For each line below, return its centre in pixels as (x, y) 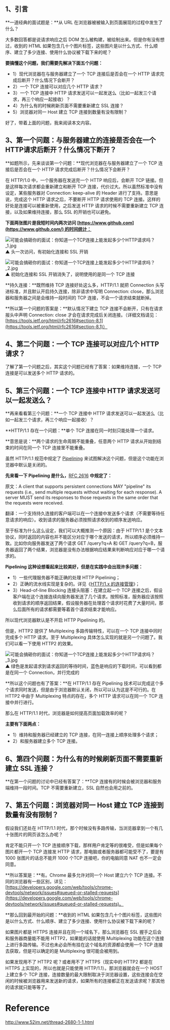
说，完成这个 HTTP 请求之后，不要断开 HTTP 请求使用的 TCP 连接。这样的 (83, 199)
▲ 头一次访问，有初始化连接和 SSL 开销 (47, 252)
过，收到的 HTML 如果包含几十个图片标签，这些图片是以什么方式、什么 (79, 46)
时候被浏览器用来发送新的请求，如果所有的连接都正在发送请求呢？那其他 (89, 981)
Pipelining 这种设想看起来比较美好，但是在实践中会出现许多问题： (74, 567)
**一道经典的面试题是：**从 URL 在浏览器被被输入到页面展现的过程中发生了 (84, 22)
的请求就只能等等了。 (27, 987)
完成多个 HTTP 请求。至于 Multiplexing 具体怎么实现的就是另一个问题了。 (82, 637)
